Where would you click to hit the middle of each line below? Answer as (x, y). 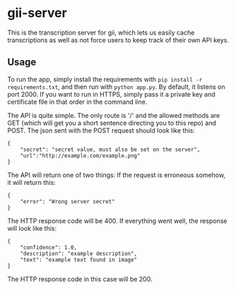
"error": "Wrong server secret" (67, 201)
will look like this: (32, 228)
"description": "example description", (79, 253)
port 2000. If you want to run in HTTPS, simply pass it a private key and (111, 94)
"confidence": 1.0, (49, 247)
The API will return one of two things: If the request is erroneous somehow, (117, 175)
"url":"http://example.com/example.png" (80, 156)
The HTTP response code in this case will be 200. (80, 279)
